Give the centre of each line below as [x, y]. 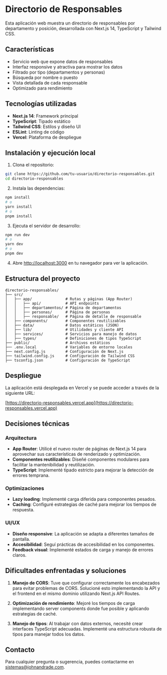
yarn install [19, 207]
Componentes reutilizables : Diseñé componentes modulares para [81, 459]
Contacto [20, 650]
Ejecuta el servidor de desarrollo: [46, 226]
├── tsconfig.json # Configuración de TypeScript [68, 360]
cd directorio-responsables [34, 179]
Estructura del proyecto [43, 279]
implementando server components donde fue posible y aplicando [81, 608]
